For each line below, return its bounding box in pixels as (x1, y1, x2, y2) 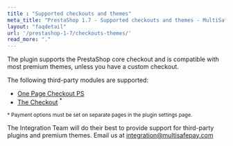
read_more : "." (7, 36, 51, 43)
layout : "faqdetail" (7, 23, 67, 30)
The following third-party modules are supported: (7, 76, 149, 84)
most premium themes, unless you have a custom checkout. (7, 63, 179, 71)
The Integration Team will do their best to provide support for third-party (7, 123, 214, 132)
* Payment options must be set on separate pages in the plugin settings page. (7, 111, 193, 118)
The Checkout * (17, 97, 62, 106)
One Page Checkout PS (17, 90, 85, 98)
